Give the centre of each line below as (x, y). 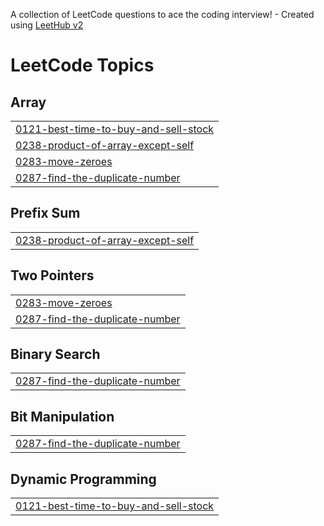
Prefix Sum (45, 213)
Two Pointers (52, 275)
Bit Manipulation (62, 416)
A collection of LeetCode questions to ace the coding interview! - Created (162, 14)
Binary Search (55, 354)
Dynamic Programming (83, 479)
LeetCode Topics (82, 65)
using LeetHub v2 (47, 25)
